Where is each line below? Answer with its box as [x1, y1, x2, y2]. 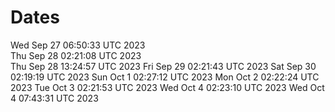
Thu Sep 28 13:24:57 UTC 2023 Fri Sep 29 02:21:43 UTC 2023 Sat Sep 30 [10, 60, 317, 72]
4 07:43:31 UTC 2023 [10, 92, 99, 104]
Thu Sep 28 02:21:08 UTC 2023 [10, 49, 142, 61]
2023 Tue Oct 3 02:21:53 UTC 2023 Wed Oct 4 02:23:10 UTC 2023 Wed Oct [10, 81, 325, 93]
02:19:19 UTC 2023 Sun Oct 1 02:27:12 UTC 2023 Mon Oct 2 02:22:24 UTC [10, 71, 320, 83]
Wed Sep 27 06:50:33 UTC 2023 [10, 39, 146, 51]
